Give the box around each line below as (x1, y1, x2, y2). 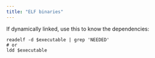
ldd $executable (6, 47, 47, 53)
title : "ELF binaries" (6, 8, 64, 15)
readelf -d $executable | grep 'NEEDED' (6, 36, 110, 42)
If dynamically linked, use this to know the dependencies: (6, 25, 150, 32)
